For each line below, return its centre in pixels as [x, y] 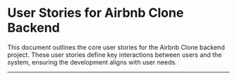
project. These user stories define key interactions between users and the [115, 55]
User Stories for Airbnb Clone [96, 13]
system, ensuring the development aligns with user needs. [92, 62]
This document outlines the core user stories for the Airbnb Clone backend [116, 47]
